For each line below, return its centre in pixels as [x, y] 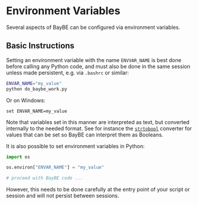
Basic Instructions [40, 46]
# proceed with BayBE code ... [45, 178]
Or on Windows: [26, 100]
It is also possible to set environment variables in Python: [75, 146]
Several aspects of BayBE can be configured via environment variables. [93, 27]
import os [18, 157]
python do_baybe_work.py [37, 89]
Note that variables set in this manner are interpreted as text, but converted [98, 122]
